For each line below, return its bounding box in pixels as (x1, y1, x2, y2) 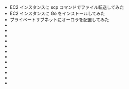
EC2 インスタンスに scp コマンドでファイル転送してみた (9, 4, 124, 10)
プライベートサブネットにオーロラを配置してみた (9, 17, 109, 22)
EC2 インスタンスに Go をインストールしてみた (9, 10, 105, 16)
